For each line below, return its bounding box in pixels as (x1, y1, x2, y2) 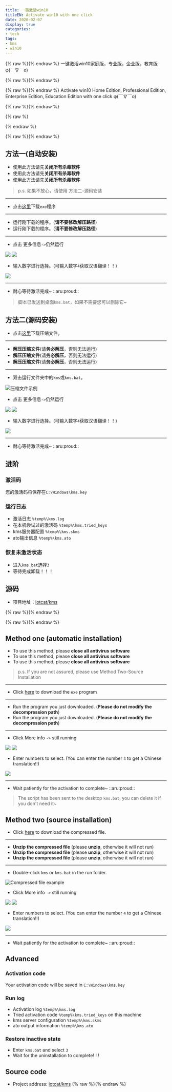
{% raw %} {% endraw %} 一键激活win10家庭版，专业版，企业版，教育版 (5, 60, 158, 67)
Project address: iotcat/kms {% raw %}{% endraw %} (12, 1081, 126, 1087)
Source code (5, 1067, 47, 1076)
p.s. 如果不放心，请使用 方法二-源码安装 (17, 188, 102, 194)
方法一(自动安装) (5, 149, 58, 158)
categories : (5, 27, 31, 32)
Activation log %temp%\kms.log (12, 1006, 76, 1012)
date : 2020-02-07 (5, 17, 42, 22)
